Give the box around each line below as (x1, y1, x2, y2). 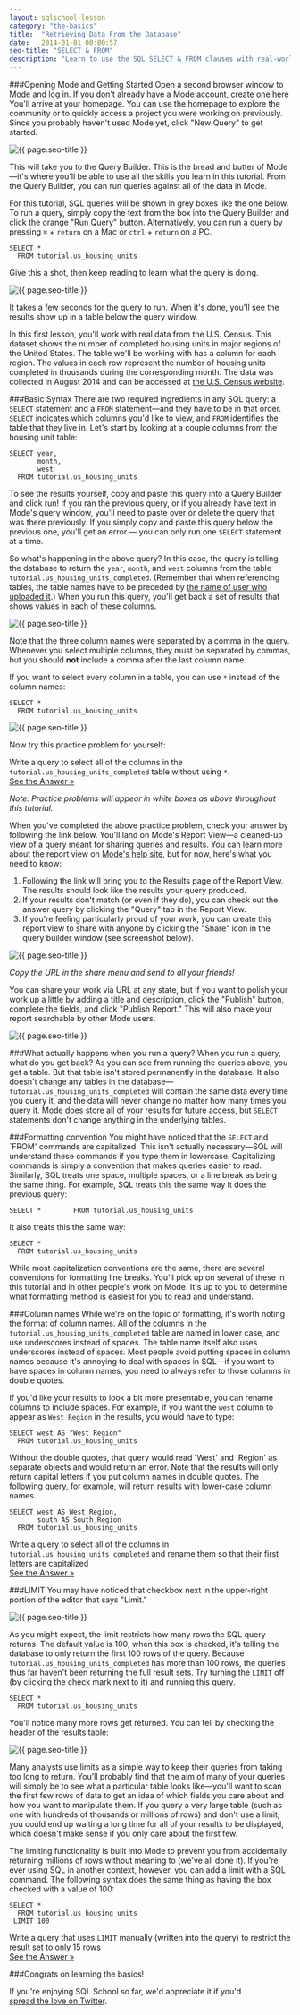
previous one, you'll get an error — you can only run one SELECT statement (9, 526, 282, 537)
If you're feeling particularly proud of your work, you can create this (21, 914, 272, 924)
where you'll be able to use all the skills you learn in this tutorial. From (29, 171, 286, 182)
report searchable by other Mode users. (9, 1013, 156, 1023)
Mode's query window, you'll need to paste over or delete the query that (9, 508, 275, 517)
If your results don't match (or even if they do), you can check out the (21, 894, 279, 905)
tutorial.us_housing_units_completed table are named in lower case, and (9, 1328, 281, 1338)
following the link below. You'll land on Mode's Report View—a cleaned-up (9, 830, 283, 840)
